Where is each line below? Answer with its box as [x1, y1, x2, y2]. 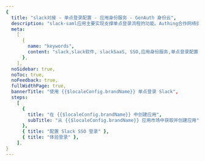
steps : [11, 94, 28, 100]
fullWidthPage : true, [11, 83, 67, 89]
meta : [11, 26, 26, 32]
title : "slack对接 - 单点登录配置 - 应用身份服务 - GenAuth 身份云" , [11, 15, 177, 21]
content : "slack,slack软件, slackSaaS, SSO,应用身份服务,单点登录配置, [28, 49, 201, 55]
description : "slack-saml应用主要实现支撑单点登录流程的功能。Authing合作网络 [11, 20, 196, 26]
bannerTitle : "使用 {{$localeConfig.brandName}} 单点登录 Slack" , [11, 89, 179, 95]
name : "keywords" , [28, 43, 75, 50]
